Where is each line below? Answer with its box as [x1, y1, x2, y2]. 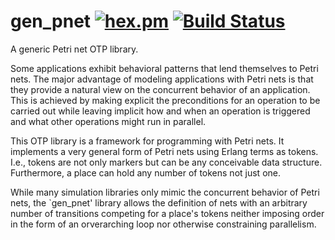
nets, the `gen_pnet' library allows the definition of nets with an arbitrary [10, 196, 308, 209]
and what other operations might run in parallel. [10, 115, 207, 127]
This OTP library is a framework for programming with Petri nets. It [10, 135, 285, 147]
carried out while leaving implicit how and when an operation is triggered [10, 105, 311, 117]
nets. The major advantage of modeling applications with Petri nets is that [10, 73, 314, 85]
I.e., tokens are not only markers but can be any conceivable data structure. [10, 156, 323, 168]
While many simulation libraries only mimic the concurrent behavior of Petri [10, 186, 320, 198]
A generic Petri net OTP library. [10, 43, 139, 55]
